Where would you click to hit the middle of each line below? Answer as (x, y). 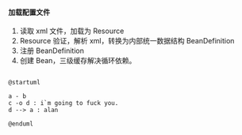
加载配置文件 (29, 12)
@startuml (25, 83)
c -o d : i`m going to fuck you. (63, 103)
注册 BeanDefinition (52, 51)
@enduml (21, 124)
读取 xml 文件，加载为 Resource (72, 31)
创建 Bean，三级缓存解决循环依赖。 (78, 61)
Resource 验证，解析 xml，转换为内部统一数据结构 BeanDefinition (127, 41)
